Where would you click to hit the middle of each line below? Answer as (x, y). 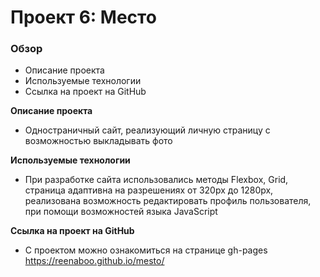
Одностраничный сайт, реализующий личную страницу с (147, 130)
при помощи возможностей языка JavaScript (121, 212)
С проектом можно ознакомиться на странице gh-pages (146, 250)
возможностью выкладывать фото (98, 141)
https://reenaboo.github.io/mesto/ (94, 261)
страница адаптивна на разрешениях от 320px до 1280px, (149, 190)
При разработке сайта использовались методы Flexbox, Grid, (156, 180)
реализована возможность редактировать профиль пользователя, (168, 201)
